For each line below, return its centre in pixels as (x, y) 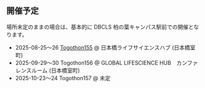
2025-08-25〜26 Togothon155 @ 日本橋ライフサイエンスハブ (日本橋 (102, 47)
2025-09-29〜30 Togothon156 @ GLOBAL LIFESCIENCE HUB (93, 62)
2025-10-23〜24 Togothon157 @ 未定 (63, 78)
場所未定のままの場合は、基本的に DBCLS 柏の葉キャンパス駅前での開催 (98, 27)
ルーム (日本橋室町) (56, 70)
